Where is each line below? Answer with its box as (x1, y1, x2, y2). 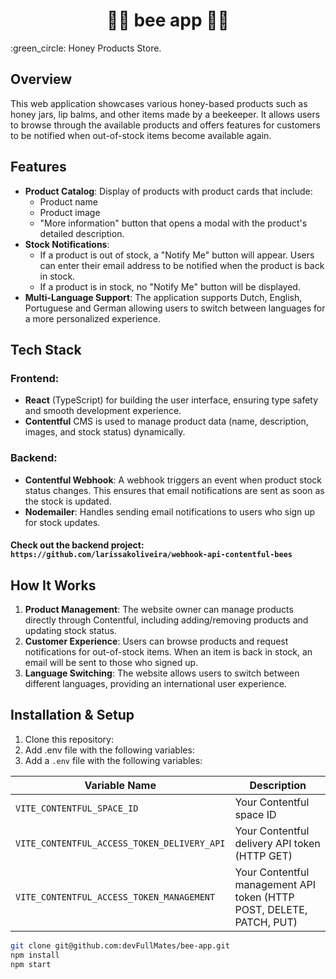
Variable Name (84, 778, 157, 792)
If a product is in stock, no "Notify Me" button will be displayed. (39, 280, 301, 293)
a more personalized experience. (24, 312, 161, 324)
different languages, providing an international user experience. (24, 677, 287, 689)
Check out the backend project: (10, 539, 145, 551)
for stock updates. (24, 516, 101, 528)
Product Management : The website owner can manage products (24, 603, 294, 615)
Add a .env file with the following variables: (24, 754, 203, 766)
